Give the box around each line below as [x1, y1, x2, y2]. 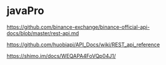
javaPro [6, 4, 44, 18]
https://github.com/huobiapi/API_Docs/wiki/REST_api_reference [6, 41, 160, 48]
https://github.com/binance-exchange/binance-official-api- [6, 23, 150, 30]
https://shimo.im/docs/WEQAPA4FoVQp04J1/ [6, 52, 116, 59]
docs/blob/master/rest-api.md [6, 29, 79, 36]
